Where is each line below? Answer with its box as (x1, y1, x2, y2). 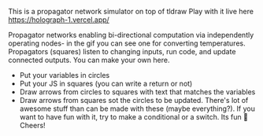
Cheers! (19, 121, 46, 130)
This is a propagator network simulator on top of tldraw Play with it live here (8, 7, 254, 16)
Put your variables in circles (19, 71, 110, 79)
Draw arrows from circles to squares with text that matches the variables (19, 87, 256, 97)
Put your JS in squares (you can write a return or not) (19, 79, 193, 88)
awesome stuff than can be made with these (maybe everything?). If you (19, 104, 256, 113)
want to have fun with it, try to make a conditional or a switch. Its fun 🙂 (19, 112, 248, 121)
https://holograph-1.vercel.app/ (8, 15, 110, 24)
